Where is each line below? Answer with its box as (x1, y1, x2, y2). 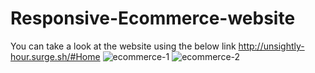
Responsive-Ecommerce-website (10, 7, 296, 30)
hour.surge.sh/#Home (10, 50, 101, 62)
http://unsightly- (238, 40, 305, 52)
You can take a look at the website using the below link (10, 40, 237, 52)
